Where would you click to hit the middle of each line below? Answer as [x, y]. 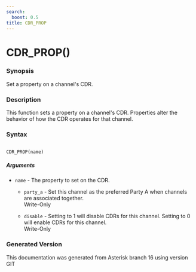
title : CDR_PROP [26, 23]
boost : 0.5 [25, 17]
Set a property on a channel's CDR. [50, 84]
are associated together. [54, 198]
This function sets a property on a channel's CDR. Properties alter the [92, 113]
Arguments [21, 166]
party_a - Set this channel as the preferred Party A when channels [105, 192]
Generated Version [34, 245]
